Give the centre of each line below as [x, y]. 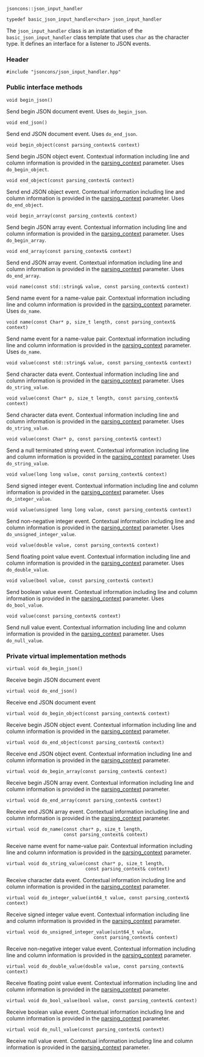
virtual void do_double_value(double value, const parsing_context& [95, 966]
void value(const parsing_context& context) [64, 616]
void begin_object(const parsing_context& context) [73, 145]
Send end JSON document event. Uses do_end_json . [72, 133]
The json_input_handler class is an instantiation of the [75, 31]
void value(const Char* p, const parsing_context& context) [84, 439]
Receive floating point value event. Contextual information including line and [102, 983]
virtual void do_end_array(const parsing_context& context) [84, 800]
